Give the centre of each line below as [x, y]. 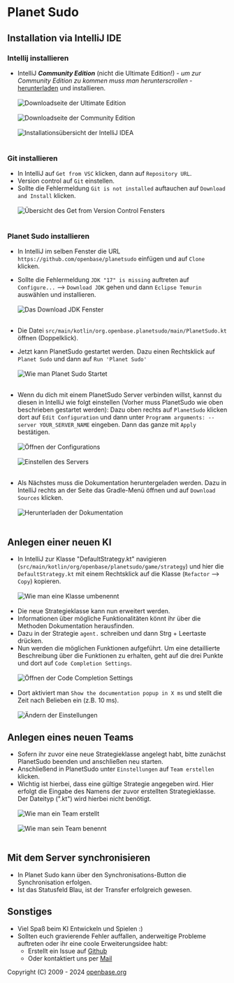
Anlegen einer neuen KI [59, 542]
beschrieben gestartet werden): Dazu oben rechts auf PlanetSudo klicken [122, 410]
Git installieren [32, 158]
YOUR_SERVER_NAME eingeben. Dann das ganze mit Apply [118, 425]
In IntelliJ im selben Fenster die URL [69, 251]
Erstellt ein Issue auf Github [67, 951]
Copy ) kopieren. [39, 581]
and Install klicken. [46, 196]
